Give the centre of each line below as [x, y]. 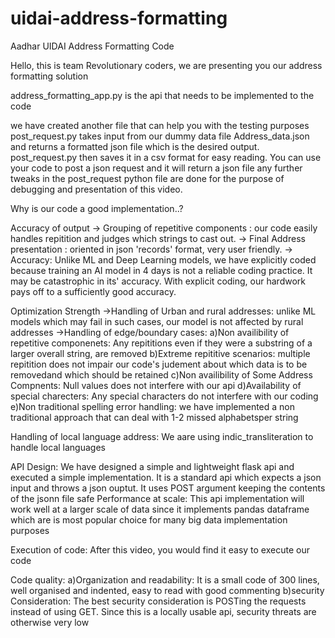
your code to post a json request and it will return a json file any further [156, 168]
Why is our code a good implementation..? [97, 208]
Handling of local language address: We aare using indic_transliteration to [162, 436]
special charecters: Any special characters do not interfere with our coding [164, 396]
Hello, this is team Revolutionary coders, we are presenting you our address [166, 65]
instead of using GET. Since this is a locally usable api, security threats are [163, 611]
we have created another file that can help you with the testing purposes [160, 125]
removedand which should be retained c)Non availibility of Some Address [161, 374]
